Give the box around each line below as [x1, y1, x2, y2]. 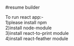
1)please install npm [5, 20, 47, 25]
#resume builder [5, 5, 40, 10]
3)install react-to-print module [5, 30, 69, 36]
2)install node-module [5, 25, 52, 31]
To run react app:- [5, 14, 44, 20]
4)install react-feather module [5, 35, 68, 41]
